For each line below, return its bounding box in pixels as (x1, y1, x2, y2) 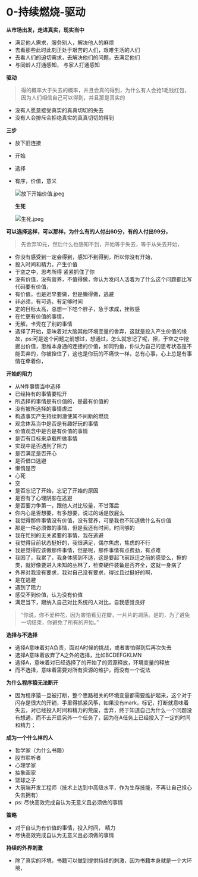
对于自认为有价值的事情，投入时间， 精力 (14, 824, 116, 831)
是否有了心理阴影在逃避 (14, 494, 73, 501)
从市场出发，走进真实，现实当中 (6, 26, 84, 33)
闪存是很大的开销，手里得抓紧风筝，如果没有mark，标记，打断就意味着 (14, 699, 189, 706)
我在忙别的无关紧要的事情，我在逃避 (14, 531, 104, 539)
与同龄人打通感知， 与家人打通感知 (14, 61, 100, 68)
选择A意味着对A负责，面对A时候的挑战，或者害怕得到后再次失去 (14, 644, 172, 651)
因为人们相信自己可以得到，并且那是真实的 (20, 93, 125, 101)
